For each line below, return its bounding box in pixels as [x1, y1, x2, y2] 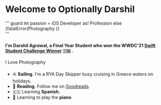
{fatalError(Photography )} [5, 25, 60, 31]
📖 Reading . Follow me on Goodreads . [12, 83, 91, 89]
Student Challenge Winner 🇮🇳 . [5, 48, 73, 54]
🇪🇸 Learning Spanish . [12, 89, 60, 95]
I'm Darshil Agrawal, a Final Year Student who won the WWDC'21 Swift [5, 42, 156, 48]
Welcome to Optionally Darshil [5, 4, 135, 15]
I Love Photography [5, 59, 46, 65]
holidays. [12, 78, 32, 84]
